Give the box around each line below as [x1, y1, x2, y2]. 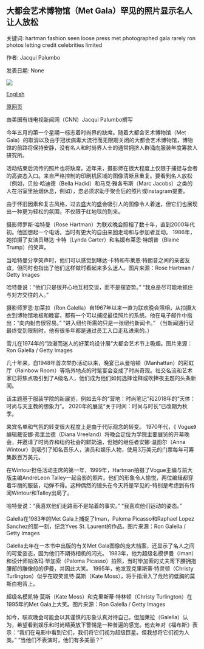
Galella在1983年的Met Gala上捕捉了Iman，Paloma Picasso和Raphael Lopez [6, 515, 194, 522]
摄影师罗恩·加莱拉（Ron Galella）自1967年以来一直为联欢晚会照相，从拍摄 [6, 304, 191, 311]
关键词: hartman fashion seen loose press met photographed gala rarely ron [6, 34, 196, 41]
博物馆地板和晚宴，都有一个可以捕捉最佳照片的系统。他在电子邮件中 [16, 311, 187, 319]
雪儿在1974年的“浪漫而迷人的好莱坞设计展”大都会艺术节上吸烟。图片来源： [6, 339, 193, 347]
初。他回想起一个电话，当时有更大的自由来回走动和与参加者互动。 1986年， [6, 228, 195, 235]
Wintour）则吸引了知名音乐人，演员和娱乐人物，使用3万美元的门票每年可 [6, 446, 189, 453]
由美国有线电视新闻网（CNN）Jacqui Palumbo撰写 [6, 116, 134, 123]
